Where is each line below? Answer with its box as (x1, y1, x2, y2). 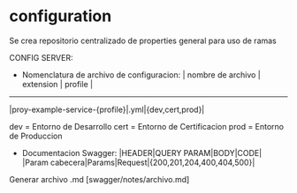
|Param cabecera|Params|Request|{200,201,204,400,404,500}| (21, 157, 255, 167)
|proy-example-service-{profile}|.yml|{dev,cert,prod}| (9, 104, 205, 115)
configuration (9, 6, 112, 26)
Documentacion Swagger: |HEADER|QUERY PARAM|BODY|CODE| (21, 147, 263, 158)
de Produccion (9, 130, 63, 141)
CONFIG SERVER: (9, 52, 73, 63)
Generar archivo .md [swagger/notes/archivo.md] (9, 174, 190, 184)
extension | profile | (21, 78, 94, 89)
